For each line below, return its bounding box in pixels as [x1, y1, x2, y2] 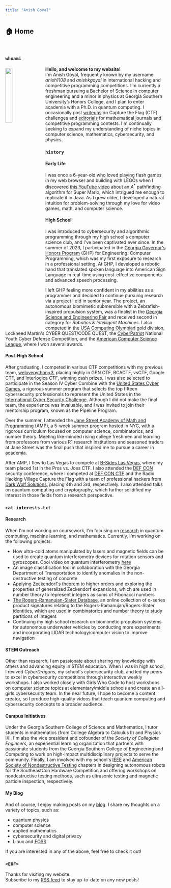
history [45, 149, 65, 155]
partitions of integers [12, 613, 57, 619]
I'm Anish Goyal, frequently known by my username [45, 71, 154, 77]
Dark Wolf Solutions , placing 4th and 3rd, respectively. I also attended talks [5, 481, 163, 487]
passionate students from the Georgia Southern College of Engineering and [5, 746, 164, 752]
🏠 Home [5, 27, 34, 36]
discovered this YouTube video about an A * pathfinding [45, 182, 161, 190]
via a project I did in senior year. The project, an [45, 298, 146, 304]
